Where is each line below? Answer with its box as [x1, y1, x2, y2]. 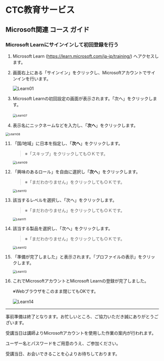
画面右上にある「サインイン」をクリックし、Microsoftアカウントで [12, 69, 147, 76]
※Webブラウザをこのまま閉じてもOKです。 [12, 288, 99, 294]
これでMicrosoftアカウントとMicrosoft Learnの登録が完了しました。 [12, 278, 149, 283]
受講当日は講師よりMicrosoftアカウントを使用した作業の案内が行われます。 [5, 330, 156, 336]
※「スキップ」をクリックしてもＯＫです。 [24, 151, 109, 157]
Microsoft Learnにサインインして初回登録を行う [5, 41, 119, 48]
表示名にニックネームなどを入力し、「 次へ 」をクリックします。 [12, 122, 138, 128]
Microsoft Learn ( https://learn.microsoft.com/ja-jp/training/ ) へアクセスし [12, 53, 159, 59]
